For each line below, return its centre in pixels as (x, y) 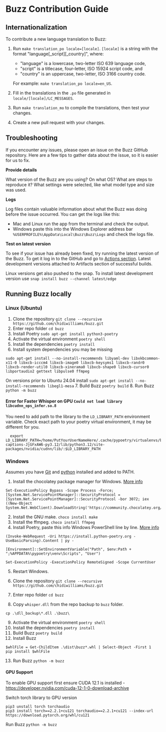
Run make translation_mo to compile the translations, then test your (81, 108)
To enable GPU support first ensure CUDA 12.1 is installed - (65, 683)
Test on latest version (28, 244)
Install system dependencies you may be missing (63, 349)
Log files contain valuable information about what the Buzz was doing (76, 209)
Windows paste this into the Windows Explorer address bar (73, 229)
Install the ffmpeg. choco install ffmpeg (54, 522)
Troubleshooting (32, 138)
